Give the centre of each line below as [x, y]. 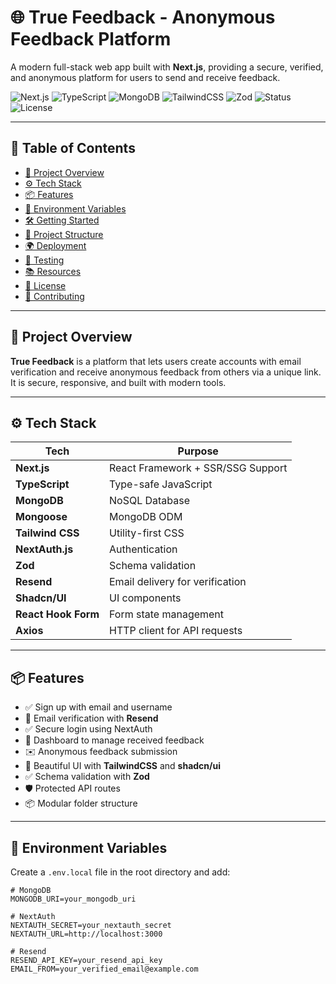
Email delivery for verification [178, 582]
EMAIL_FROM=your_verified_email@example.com [104, 969]
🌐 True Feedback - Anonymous [143, 17]
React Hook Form [57, 614]
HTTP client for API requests [176, 631]
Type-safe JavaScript [161, 484]
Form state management [167, 614]
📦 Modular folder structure [81, 803]
